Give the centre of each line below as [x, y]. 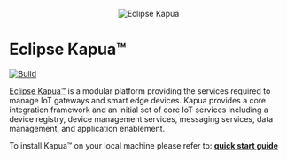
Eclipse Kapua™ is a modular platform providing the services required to [140, 91]
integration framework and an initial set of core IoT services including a [139, 110]
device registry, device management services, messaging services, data [141, 118]
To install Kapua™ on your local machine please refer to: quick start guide [144, 145]
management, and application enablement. [87, 128]
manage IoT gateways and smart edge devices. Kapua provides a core [138, 100]
